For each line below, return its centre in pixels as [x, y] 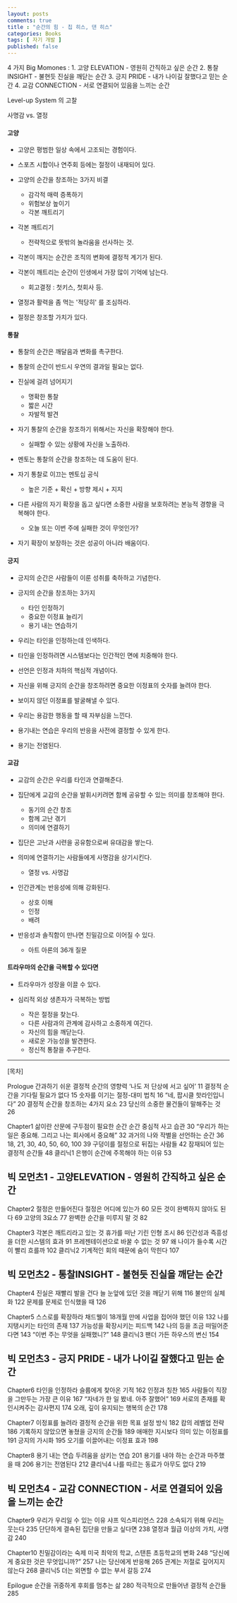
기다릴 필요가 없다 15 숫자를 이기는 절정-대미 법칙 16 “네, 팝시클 [107, 1095]
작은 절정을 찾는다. [54, 1015]
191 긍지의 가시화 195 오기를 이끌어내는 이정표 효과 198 [83, 1441]
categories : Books [34, 34]
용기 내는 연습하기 [53, 625]
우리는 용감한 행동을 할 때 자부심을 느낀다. [75, 715]
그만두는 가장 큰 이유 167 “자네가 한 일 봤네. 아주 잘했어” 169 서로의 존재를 [116, 1399]
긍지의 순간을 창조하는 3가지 [56, 593]
